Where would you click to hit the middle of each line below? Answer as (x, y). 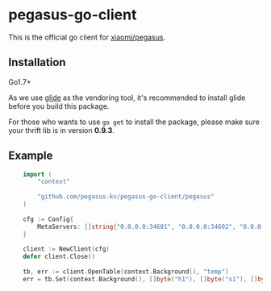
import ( (38, 174)
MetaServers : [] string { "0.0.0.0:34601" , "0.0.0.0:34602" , (137, 227)
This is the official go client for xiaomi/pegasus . (87, 37)
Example (31, 156)
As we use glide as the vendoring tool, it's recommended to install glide (127, 98)
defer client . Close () (59, 257)
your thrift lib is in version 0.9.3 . (62, 130)
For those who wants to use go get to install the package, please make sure (134, 122)
